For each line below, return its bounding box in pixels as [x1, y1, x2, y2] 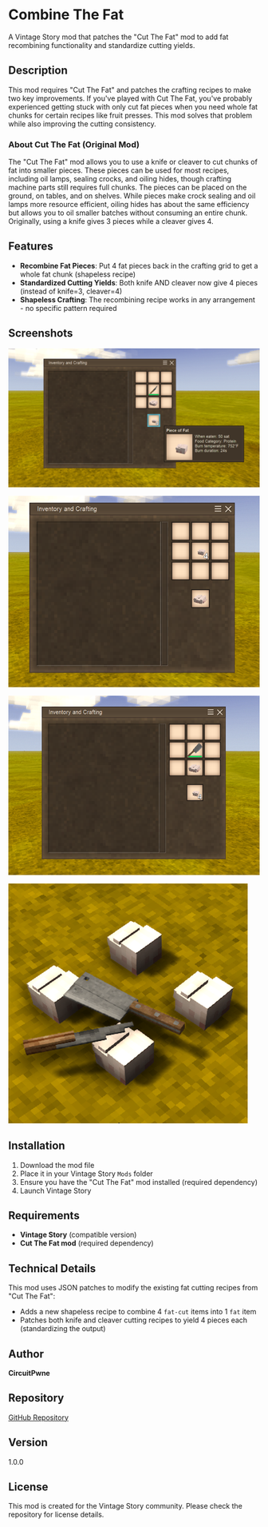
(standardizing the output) [19, 1324, 106, 1334]
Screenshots [8, 326, 73, 341]
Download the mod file [19, 1160, 95, 1170]
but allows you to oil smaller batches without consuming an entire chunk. [8, 208, 248, 217]
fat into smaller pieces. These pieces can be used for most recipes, [8, 165, 230, 175]
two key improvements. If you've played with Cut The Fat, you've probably [8, 94, 253, 103]
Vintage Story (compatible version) [19, 1230, 137, 1240]
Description [8, 64, 68, 78]
